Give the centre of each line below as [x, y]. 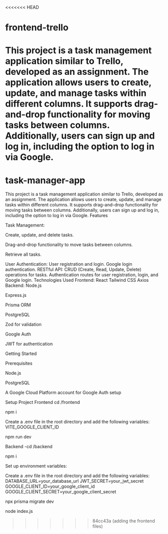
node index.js [19, 511]
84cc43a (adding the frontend [124, 521]
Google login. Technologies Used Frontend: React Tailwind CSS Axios [77, 280]
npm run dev [18, 437]
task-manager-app [45, 180]
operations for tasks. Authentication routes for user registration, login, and [82, 275]
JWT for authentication [29, 344]
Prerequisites [19, 363]
